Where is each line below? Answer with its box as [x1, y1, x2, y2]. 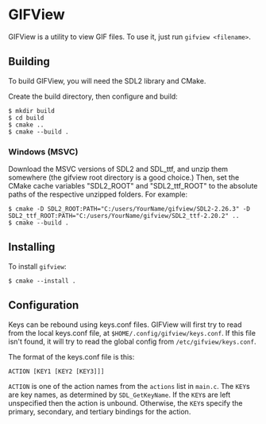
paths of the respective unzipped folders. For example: [8, 189, 188, 200]
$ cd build [8, 114, 44, 122]
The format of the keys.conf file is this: [8, 352, 135, 361]
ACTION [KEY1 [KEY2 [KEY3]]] [8, 368, 105, 375]
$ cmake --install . [8, 277, 77, 285]
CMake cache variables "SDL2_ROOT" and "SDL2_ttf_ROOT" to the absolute [8, 181, 258, 191]
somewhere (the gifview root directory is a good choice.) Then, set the [8, 173, 240, 182]
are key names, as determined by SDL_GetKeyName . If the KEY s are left [8, 390, 231, 399]
